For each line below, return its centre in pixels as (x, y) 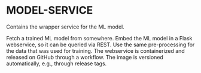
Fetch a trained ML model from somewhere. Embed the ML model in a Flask (99, 38)
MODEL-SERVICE (50, 10)
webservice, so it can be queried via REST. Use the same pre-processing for (100, 45)
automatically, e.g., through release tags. (57, 64)
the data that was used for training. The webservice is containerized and (96, 50)
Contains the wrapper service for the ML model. (65, 27)
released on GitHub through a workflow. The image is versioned (85, 57)
